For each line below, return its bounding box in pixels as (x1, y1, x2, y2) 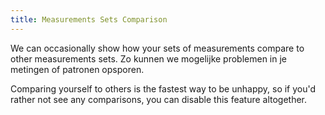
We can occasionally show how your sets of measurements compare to (10, 42, 305, 54)
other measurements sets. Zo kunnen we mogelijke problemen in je (10, 52, 288, 65)
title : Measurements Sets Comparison (10, 14, 168, 25)
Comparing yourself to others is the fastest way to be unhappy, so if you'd (10, 82, 317, 95)
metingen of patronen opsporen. (10, 63, 145, 75)
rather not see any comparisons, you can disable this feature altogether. (10, 93, 308, 105)
